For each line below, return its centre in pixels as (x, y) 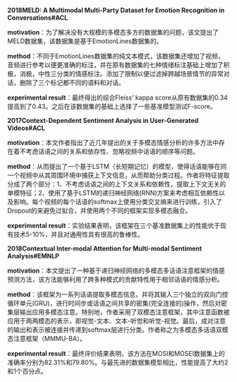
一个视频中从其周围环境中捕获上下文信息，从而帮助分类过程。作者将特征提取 (119, 175)
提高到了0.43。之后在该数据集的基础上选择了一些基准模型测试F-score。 (112, 106)
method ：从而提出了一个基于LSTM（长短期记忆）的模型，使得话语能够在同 (117, 166)
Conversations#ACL (38, 18)
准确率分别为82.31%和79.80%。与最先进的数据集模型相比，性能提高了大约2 (118, 362)
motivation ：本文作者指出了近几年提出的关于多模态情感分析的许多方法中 (113, 143)
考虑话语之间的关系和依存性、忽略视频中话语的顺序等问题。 (112, 151)
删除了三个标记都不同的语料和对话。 (72, 83)
